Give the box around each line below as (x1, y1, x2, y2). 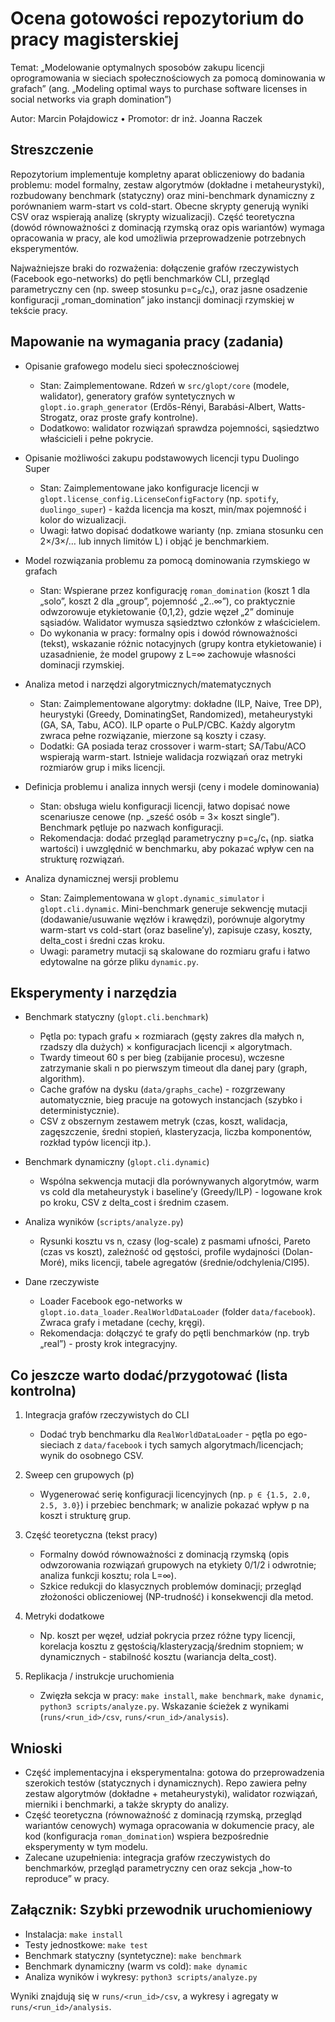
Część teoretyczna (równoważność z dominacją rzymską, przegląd (24, 1809, 303, 1821)
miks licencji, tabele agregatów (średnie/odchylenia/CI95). (69, 1257, 310, 1269)
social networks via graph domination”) (10, 93, 172, 105)
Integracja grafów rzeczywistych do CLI (24, 1409, 190, 1421)
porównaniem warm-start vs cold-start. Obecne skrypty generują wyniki (10, 200, 309, 212)
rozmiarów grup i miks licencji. (39, 761, 166, 773)
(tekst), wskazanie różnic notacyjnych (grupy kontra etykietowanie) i (39, 637, 322, 649)
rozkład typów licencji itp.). (39, 1137, 152, 1149)
